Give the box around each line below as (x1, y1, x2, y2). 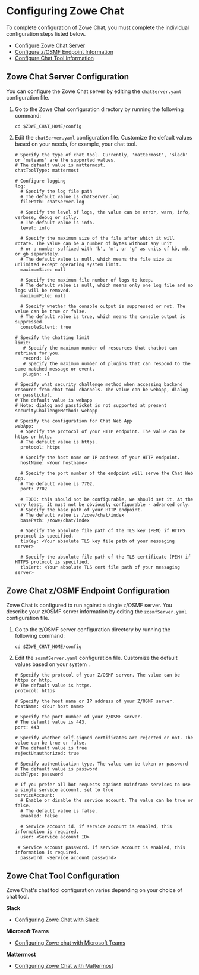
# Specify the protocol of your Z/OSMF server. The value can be (14, 672, 180, 678)
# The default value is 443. (14, 719, 87, 725)
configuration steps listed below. (6, 30, 86, 37)
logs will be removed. (14, 288, 71, 294)
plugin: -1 (23, 371, 50, 377)
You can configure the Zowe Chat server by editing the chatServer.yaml (6, 88, 182, 95)
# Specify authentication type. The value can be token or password (14, 761, 188, 767)
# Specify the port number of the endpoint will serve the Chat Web (20, 470, 194, 476)
